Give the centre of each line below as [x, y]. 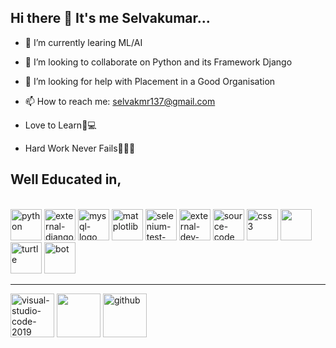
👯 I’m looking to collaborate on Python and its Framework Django [158, 62]
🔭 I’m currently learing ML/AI [83, 42]
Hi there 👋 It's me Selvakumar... [110, 18]
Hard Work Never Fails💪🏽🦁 [80, 148]
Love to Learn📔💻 [60, 125]
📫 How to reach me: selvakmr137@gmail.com [120, 101]
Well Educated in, [66, 179]
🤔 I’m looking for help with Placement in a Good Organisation [150, 81]
